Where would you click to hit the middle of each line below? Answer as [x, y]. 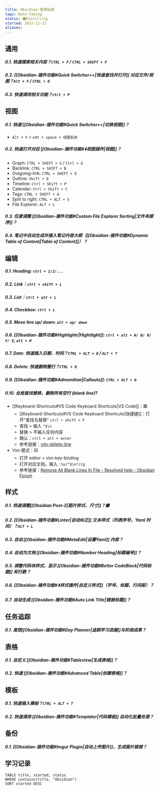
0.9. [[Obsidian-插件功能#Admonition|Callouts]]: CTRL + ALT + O [71, 380]
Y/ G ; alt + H [18, 340]
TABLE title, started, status [36, 775]
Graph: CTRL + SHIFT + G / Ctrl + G [48, 163]
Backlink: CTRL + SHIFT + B [39, 168]
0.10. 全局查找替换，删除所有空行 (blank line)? [51, 393]
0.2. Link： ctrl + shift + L [33, 284]
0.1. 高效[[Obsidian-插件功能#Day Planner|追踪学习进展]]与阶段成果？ [76, 630]
